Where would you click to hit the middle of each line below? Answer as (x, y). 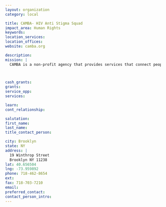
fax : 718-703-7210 (24, 183)
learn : (12, 105)
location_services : (25, 37)
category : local (22, 14)
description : (19, 55)
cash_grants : (19, 82)
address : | (16, 151)
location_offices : (24, 42)
